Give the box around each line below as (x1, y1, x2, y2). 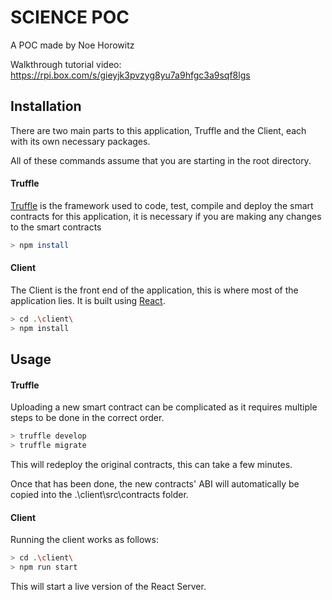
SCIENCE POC (10, 6, 130, 29)
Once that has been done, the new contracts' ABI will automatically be (10, 478, 300, 490)
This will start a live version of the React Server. (10, 581, 207, 593)
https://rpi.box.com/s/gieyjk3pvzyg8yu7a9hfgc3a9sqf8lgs (10, 69, 251, 81)
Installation (10, 98, 82, 115)
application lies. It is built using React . (10, 295, 166, 307)
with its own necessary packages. (10, 135, 151, 147)
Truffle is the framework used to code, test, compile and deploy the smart (10, 199, 314, 211)
